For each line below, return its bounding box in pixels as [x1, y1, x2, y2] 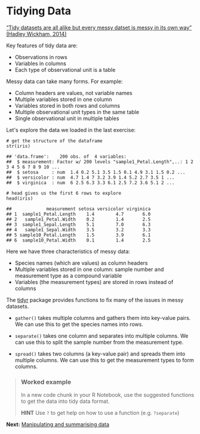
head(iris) [6, 195, 33, 201]
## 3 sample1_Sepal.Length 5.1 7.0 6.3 [6, 221, 151, 228]
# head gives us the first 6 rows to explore [6, 190, 121, 196]
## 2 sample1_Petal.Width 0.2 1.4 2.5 [6, 216, 151, 222]
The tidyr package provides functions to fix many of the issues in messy [6, 296, 184, 303]
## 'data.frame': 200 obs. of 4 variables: [6, 154, 127, 160]
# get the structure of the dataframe [6, 137, 103, 144]
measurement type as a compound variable [14, 272, 122, 279]
